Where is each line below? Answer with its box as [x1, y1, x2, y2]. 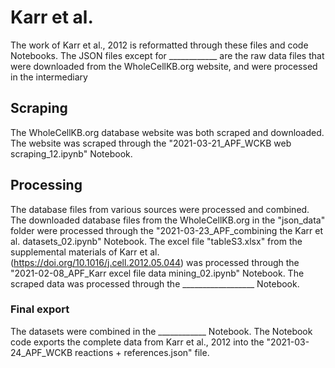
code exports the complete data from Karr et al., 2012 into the [10, 336, 265, 348]
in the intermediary [10, 71, 88, 83]
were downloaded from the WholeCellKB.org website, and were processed [10, 60, 318, 72]
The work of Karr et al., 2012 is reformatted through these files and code [10, 39, 309, 51]
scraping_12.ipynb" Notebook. [10, 147, 133, 160]
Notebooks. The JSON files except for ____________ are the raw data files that [10, 49, 325, 61]
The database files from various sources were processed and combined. [10, 203, 310, 215]
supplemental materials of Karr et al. [10, 246, 160, 258]
